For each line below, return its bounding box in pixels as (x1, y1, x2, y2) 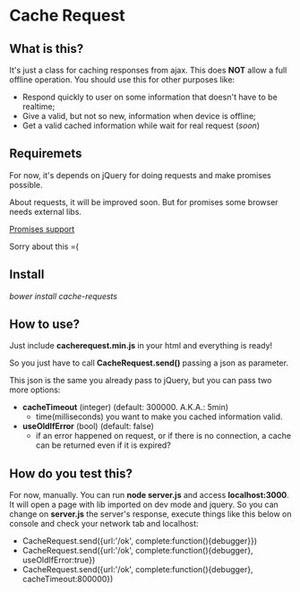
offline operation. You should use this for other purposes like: (9, 74, 236, 85)
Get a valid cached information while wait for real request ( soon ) (21, 120, 261, 131)
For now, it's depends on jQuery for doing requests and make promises (9, 169, 271, 180)
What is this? (9, 41, 84, 56)
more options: (9, 384, 61, 395)
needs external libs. (9, 206, 82, 217)
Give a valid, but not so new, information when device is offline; (21, 111, 257, 121)
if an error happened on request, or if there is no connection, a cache (35, 431, 292, 442)
